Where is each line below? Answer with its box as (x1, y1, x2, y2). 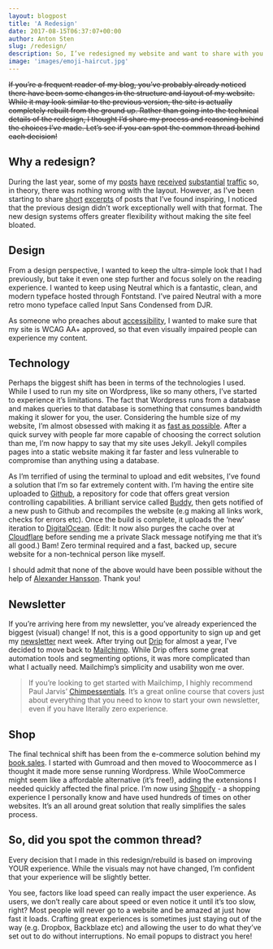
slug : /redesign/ (8, 42, 67, 50)
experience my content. (8, 333, 88, 343)
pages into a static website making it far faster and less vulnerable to (8, 447, 239, 457)
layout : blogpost (8, 11, 67, 20)
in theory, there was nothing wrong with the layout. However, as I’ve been (8, 185, 254, 195)
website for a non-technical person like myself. (8, 549, 166, 559)
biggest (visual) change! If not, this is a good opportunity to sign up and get (8, 628, 262, 637)
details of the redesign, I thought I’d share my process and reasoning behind (8, 114, 264, 124)
